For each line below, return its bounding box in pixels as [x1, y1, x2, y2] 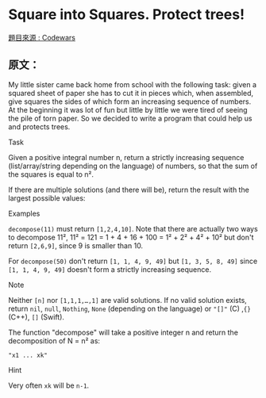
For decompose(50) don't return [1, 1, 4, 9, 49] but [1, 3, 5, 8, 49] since [8, 256, 258, 266]
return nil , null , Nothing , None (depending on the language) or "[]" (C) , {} [8, 304, 252, 313]
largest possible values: [8, 193, 86, 203]
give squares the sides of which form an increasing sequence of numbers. [8, 97, 252, 106]
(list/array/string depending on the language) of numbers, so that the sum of [8, 161, 258, 170]
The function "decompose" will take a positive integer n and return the [8, 327, 238, 337]
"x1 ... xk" [8, 351, 48, 359]
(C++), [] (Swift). [8, 312, 65, 322]
